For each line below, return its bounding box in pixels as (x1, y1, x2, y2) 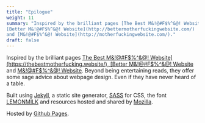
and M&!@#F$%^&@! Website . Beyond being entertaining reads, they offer (6, 67, 195, 74)
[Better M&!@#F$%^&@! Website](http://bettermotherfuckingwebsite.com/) (6, 26, 195, 32)
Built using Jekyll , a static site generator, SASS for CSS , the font (6, 92, 167, 99)
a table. (6, 80, 26, 87)
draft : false (6, 37, 40, 43)
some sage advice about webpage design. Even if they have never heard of (6, 74, 196, 80)
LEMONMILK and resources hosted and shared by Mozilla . (6, 98, 154, 105)
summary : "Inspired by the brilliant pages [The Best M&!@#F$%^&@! (6, 20, 182, 26)
